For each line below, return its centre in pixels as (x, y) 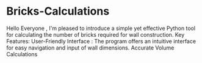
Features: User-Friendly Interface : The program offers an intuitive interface (101, 41)
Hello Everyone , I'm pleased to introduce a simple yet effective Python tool (101, 28)
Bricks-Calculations (58, 11)
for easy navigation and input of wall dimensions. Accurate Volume (90, 48)
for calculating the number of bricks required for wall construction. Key (96, 34)
